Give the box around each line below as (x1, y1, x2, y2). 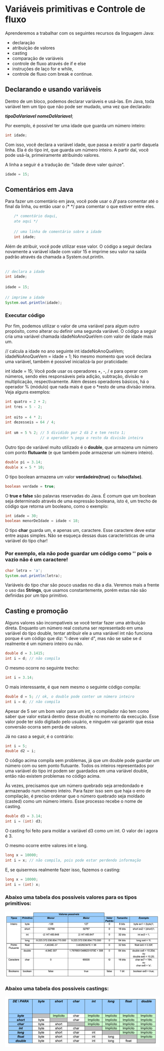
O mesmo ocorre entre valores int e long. (5, 843, 88, 848)
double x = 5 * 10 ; (5, 465, 45, 470)
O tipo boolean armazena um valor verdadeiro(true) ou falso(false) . (5, 473, 143, 480)
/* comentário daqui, (14, 214, 58, 219)
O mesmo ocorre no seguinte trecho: (5, 665, 80, 671)
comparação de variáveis (12, 55, 64, 61)
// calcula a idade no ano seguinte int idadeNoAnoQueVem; (5, 348, 124, 354)
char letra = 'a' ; (5, 568, 43, 573)
